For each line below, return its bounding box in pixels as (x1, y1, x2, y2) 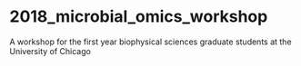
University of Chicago (9, 45, 91, 56)
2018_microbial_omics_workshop (9, 6, 268, 27)
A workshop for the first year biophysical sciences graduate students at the (9, 36, 293, 47)
